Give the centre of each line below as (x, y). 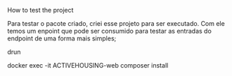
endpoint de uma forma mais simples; (62, 38)
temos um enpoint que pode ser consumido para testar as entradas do (110, 31)
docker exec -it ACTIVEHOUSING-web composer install (88, 65)
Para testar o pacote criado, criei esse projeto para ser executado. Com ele (116, 23)
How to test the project (40, 10)
